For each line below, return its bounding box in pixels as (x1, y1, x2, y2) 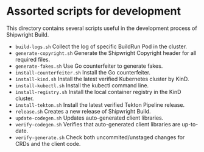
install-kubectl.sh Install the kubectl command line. (15, 81, 149, 89)
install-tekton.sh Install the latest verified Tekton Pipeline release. (15, 101, 185, 108)
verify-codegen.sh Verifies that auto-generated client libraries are (15, 120, 181, 128)
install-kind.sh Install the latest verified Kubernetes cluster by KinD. (15, 75, 189, 82)
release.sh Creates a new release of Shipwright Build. (15, 107, 151, 115)
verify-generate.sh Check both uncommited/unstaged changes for (15, 133, 185, 141)
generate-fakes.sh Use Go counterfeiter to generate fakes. (15, 62, 163, 70)
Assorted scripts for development (6, 4, 181, 18)
